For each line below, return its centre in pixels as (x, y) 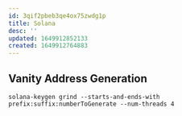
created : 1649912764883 (48, 46)
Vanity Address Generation (78, 79)
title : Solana (32, 23)
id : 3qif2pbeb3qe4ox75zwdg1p (57, 16)
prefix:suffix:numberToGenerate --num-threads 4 (91, 104)
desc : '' (23, 31)
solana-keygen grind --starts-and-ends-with (84, 97)
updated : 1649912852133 (48, 38)
